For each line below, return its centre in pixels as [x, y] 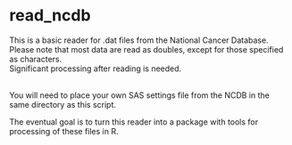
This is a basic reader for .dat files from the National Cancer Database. [139, 40]
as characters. [36, 59]
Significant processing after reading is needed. [96, 68]
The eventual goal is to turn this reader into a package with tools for [134, 122]
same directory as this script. [63, 104]
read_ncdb [50, 16]
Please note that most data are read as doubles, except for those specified [146, 49]
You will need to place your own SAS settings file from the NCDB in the [139, 95]
